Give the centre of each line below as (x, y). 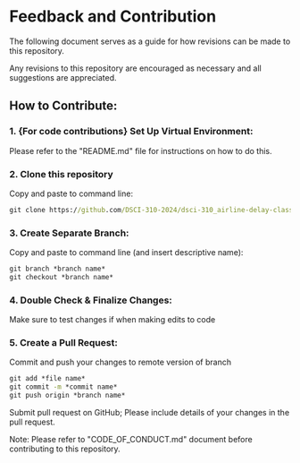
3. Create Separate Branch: (69, 233)
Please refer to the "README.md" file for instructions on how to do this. (141, 150)
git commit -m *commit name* (63, 387)
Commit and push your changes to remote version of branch (121, 362)
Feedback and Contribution (113, 17)
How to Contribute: (63, 106)
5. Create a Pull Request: (63, 343)
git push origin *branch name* (67, 396)
